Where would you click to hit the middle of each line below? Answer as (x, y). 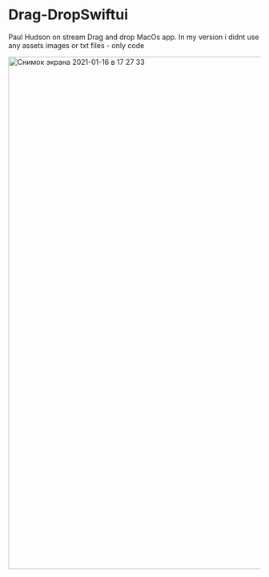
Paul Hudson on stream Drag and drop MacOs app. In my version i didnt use (134, 37)
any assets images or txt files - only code (76, 45)
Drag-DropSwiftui (68, 15)
